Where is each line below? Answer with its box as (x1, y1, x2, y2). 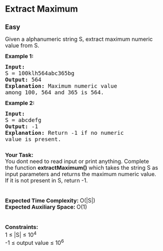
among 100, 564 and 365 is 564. (5, 89, 105, 96)
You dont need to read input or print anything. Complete (5, 158, 149, 165)
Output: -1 (5, 123, 38, 130)
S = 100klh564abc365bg (5, 70, 74, 76)
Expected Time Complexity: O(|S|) (5, 197, 96, 204)
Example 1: (5, 53, 34, 59)
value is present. (5, 136, 62, 143)
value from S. (5, 42, 40, 49)
